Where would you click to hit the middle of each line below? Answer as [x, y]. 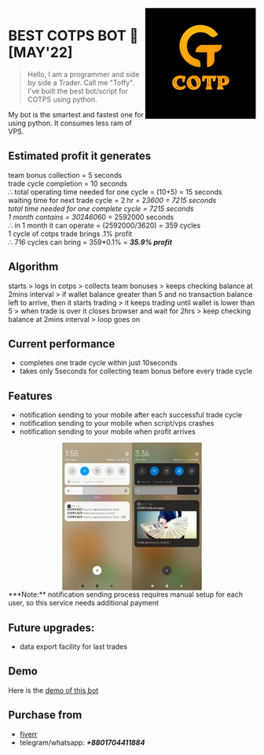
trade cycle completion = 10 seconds [68, 183]
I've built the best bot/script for [77, 91]
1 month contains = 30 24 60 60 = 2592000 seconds [91, 217]
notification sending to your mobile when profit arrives [108, 431]
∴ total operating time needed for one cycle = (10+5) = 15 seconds [115, 191]
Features [30, 396]
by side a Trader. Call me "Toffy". [81, 83]
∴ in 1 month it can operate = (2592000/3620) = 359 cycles [104, 225]
